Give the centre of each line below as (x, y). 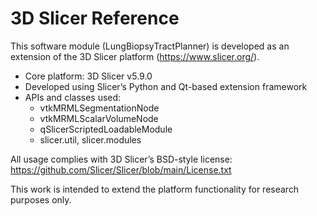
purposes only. (41, 199)
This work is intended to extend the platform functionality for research (155, 189)
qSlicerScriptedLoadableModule (106, 129)
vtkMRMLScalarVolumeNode (99, 118)
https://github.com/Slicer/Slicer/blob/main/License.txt (121, 169)
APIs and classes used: (73, 97)
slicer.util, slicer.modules (90, 139)
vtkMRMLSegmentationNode (99, 108)
